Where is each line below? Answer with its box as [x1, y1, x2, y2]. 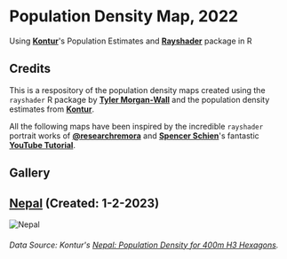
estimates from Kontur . [9, 104, 95, 114]
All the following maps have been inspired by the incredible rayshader [9, 121, 264, 131]
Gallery [9, 166, 51, 181]
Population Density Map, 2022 [9, 6, 238, 27]
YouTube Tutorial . [9, 139, 76, 150]
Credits [9, 61, 52, 76]
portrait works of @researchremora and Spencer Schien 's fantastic [9, 130, 259, 141]
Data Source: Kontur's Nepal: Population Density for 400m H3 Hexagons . [9, 239, 279, 250]
